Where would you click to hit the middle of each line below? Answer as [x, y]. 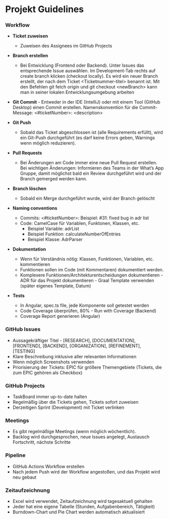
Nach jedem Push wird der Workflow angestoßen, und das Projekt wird [86, 471]
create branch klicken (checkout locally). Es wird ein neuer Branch [89, 76]
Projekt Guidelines [45, 9]
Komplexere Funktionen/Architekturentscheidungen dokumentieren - [91, 275]
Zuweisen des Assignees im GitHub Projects [66, 46]
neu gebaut [24, 477]
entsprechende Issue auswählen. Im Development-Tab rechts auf [88, 71]
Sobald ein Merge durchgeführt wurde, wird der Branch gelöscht [87, 199]
